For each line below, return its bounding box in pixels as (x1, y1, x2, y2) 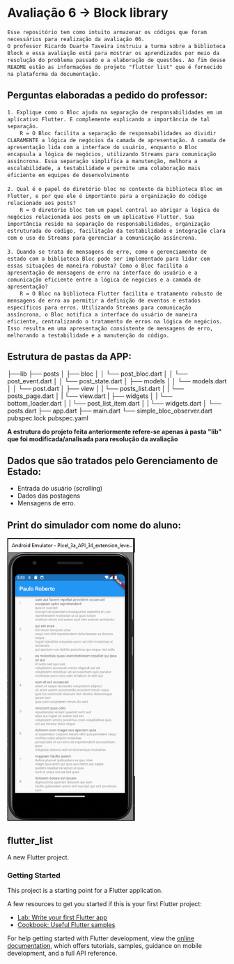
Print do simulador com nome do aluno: (7, 519, 181, 531)
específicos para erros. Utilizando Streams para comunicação (7, 304, 192, 311)
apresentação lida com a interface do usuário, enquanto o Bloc (7, 144, 198, 151)
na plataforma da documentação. (7, 70, 101, 77)
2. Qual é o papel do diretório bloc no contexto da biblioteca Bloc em (7, 185, 223, 192)
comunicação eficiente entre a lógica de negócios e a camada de (7, 276, 201, 283)
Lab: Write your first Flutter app (17, 913, 108, 921)
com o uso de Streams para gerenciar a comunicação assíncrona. (7, 234, 198, 241)
